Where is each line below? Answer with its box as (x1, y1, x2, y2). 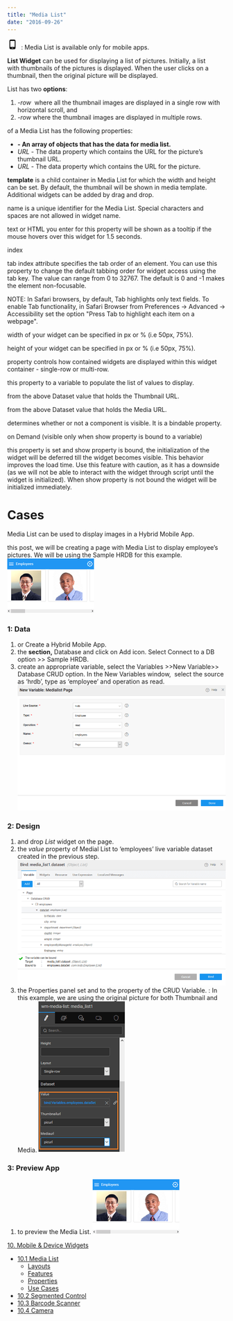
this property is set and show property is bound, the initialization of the (7, 445, 210, 454)
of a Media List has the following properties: (7, 126, 133, 135)
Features (27, 1269, 53, 1278)
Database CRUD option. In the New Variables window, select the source (17, 670, 224, 678)
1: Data (7, 624, 31, 634)
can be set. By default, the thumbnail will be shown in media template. (7, 183, 207, 191)
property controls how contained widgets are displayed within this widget (7, 357, 217, 365)
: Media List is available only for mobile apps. (20, 42, 150, 52)
